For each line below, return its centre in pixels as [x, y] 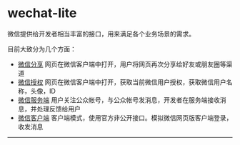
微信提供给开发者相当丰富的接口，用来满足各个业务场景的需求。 [101, 34]
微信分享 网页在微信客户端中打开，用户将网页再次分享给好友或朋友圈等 [122, 64]
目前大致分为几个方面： [42, 49]
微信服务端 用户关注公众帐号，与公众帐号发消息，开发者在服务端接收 [119, 100]
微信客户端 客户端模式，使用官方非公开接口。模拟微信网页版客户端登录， [125, 117]
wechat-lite [42, 13]
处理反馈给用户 [59, 109]
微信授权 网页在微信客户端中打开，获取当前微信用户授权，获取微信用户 [122, 82]
